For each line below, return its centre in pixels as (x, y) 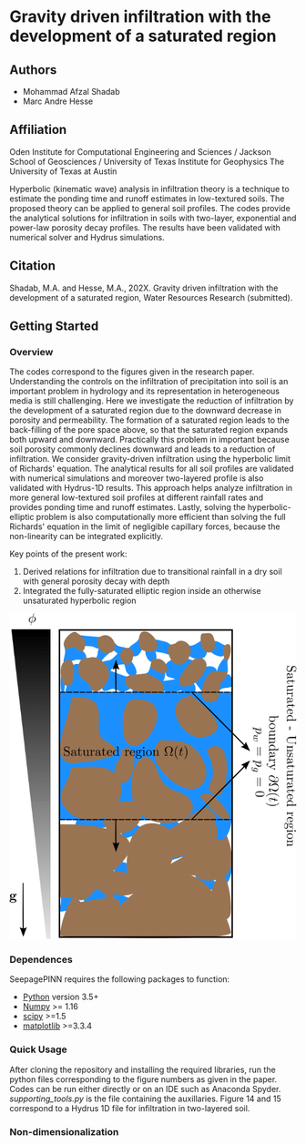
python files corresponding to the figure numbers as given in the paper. (143, 1079)
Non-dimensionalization (64, 1131)
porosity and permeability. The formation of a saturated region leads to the (149, 420)
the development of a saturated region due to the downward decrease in (146, 411)
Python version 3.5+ (61, 997)
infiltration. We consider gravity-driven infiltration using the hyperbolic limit (150, 459)
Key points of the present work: (68, 554)
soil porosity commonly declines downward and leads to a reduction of (143, 449)
